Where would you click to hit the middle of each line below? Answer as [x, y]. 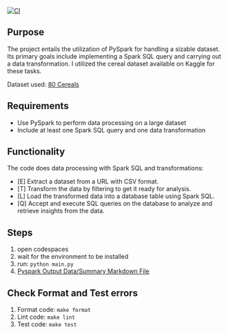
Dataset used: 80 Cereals [43, 84]
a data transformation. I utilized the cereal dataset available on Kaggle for [111, 63]
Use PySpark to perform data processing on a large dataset [102, 122]
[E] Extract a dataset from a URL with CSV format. [88, 181]
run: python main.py [45, 264]
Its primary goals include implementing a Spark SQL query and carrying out [114, 56]
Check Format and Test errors [73, 293]
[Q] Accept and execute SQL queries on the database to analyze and [115, 204]
